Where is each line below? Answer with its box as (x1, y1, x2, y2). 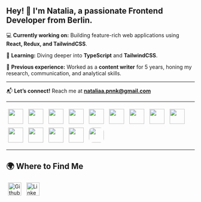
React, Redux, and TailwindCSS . (6, 40, 88, 47)
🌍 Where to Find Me (6, 161, 84, 172)
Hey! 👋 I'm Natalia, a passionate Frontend (6, 6, 163, 16)
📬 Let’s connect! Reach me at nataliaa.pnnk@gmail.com (6, 87, 151, 94)
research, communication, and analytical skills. (6, 69, 121, 76)
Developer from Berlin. (6, 16, 93, 26)
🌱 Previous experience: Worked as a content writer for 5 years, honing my (6, 63, 192, 71)
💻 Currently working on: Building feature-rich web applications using (6, 31, 179, 39)
